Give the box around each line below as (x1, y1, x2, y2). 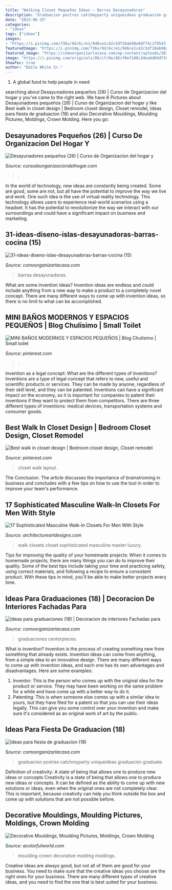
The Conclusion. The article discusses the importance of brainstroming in (5, 475, 160, 481)
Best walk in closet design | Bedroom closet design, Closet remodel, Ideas (5, 105, 162, 112)
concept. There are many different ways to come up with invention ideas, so (5, 292, 166, 299)
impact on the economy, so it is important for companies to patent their (5, 392, 155, 398)
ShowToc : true (5, 60, 36, 65)
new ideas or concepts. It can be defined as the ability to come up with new (5, 780, 165, 786)
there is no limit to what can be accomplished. (5, 298, 102, 304)
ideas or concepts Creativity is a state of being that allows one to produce (5, 774, 161, 780)
